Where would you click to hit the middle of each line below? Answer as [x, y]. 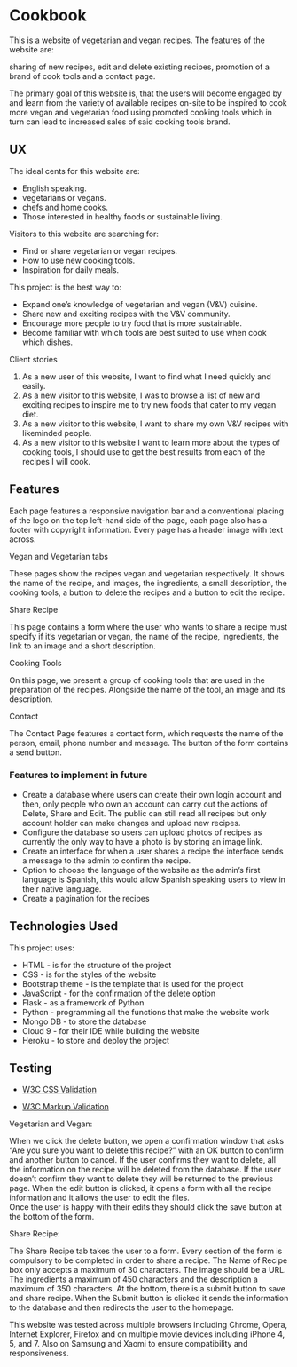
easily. [34, 385]
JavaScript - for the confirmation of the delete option [119, 993]
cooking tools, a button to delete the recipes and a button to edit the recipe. [147, 592]
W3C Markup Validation [65, 1107]
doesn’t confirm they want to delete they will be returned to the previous [141, 1179]
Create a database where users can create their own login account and [152, 794]
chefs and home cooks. [65, 207]
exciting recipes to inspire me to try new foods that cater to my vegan [149, 404]
